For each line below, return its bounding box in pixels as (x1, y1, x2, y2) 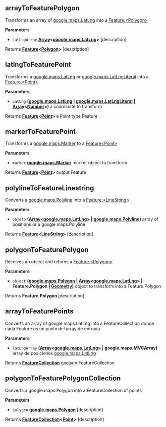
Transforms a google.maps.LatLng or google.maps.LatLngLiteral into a (5, 73, 149, 79)
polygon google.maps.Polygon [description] (12, 407, 103, 413)
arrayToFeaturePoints (5, 307, 74, 316)
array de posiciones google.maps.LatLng (12, 350, 96, 356)
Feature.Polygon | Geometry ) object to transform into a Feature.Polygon (12, 283, 162, 289)
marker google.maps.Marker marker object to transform (12, 160, 127, 166)
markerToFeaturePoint (5, 128, 76, 136)
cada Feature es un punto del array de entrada (5, 325, 100, 332)
